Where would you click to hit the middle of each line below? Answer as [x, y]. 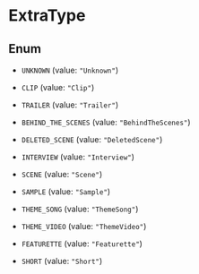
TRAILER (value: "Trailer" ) [69, 105]
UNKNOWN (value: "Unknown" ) [69, 70]
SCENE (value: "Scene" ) [62, 174]
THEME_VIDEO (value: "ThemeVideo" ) [84, 226]
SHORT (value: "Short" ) [62, 261]
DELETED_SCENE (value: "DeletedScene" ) [92, 139]
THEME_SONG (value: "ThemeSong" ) [80, 209]
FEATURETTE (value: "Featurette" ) [82, 244]
